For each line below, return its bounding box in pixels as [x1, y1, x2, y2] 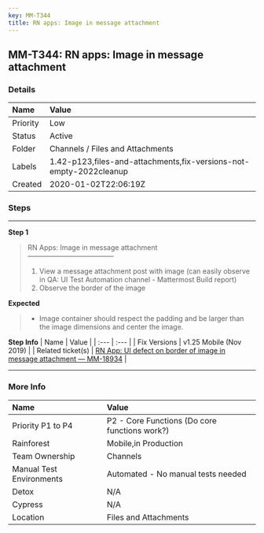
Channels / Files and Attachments [49, 143, 174, 155]
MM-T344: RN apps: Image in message [8, 48, 204, 61]
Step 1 [8, 228, 29, 237]
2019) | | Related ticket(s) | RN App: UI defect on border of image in [8, 346, 226, 356]
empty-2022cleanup [49, 166, 128, 177]
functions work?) [106, 425, 170, 436]
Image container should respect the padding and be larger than [38, 314, 244, 323]
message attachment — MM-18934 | [8, 354, 127, 363]
